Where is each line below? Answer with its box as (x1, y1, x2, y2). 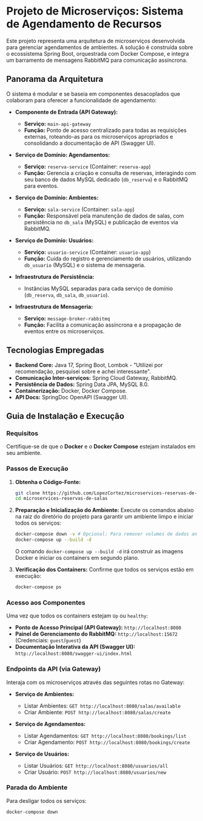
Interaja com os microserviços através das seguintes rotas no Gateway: (6, 679, 185, 686)
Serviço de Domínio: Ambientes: (15, 194, 99, 201)
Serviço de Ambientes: (15, 690, 75, 697)
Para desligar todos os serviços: (6, 797, 87, 804)
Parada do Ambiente (6, 783, 68, 792)
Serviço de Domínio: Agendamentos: (15, 151, 110, 158)
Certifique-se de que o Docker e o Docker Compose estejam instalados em (6, 443, 196, 450)
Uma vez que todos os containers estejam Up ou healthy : (6, 612, 148, 619)
